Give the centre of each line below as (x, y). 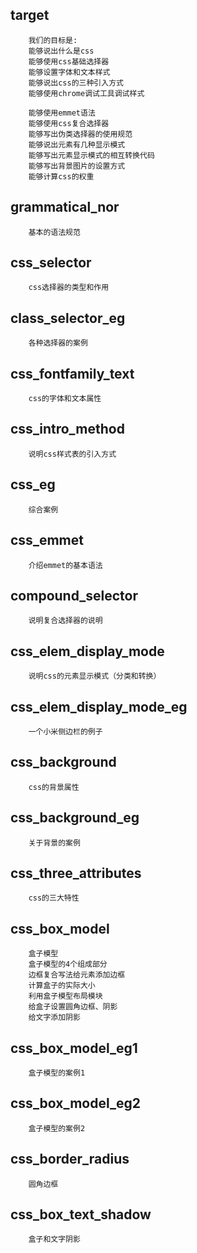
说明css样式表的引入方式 (72, 454)
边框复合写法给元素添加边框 (77, 975)
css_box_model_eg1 (74, 1048)
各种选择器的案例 (58, 343)
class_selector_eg (68, 318)
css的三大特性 (54, 898)
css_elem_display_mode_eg (99, 706)
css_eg (33, 484)
